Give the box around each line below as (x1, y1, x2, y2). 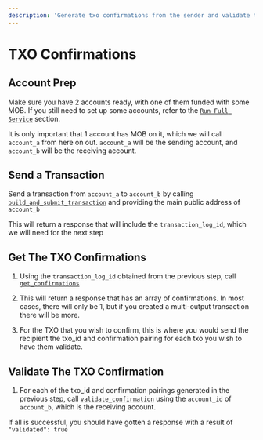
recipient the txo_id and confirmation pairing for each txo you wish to (19, 334, 243, 344)
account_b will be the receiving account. (8, 146, 137, 155)
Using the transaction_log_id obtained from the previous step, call (19, 271, 236, 281)
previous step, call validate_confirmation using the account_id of (19, 394, 232, 404)
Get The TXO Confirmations (8, 250, 146, 264)
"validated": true (8, 426, 68, 434)
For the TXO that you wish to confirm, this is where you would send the (19, 325, 249, 335)
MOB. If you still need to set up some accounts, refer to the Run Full (8, 105, 229, 115)
